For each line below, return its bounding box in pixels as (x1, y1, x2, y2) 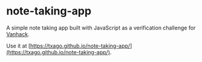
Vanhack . (6, 30, 30, 37)
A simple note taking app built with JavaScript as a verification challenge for (6, 24, 196, 31)
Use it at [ (6, 42, 31, 49)
